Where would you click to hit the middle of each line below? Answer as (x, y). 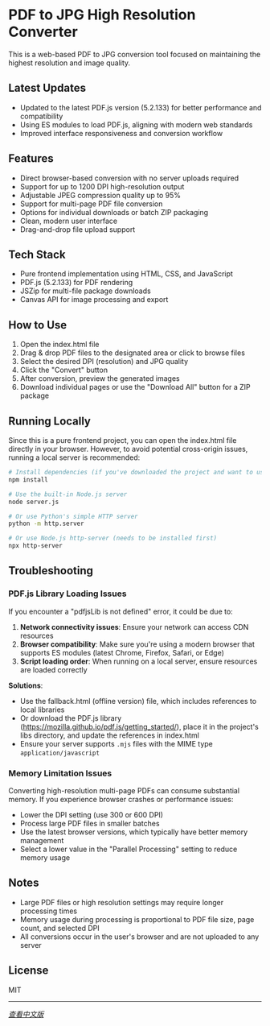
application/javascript (60, 753)
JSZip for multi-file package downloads (85, 291)
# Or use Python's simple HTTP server (73, 516)
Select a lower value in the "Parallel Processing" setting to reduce (129, 849)
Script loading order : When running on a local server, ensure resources (139, 661)
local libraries (42, 710)
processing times (49, 911)
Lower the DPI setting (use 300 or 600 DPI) (91, 814)
